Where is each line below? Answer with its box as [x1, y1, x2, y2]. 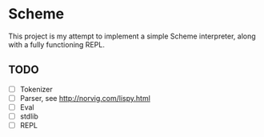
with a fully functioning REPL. [8, 39, 106, 49]
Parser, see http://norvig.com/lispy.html [19, 93, 150, 103]
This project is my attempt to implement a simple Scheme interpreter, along [8, 31, 256, 41]
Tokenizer [19, 84, 54, 94]
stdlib [19, 111, 38, 121]
